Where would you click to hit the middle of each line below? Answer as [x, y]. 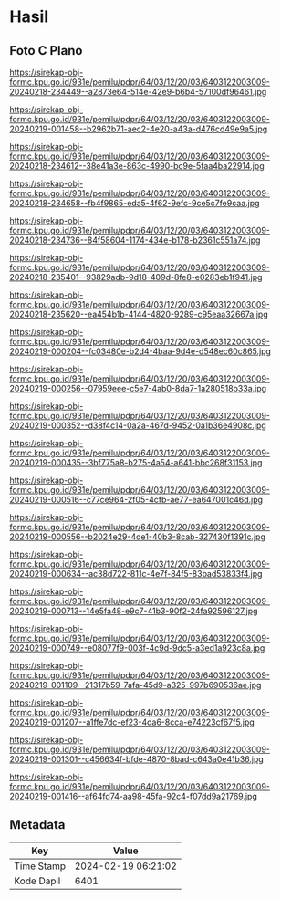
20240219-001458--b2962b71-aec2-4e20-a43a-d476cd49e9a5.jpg [139, 129]
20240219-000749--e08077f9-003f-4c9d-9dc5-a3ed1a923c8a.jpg [137, 648]
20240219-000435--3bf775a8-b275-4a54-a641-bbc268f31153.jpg [136, 462]
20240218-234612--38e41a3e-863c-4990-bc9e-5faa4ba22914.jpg [137, 166]
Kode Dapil [37, 881]
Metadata [37, 825]
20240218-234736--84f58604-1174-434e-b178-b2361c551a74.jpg [135, 240]
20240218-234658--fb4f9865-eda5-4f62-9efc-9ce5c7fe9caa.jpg [135, 203]
